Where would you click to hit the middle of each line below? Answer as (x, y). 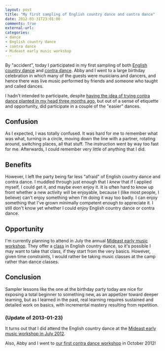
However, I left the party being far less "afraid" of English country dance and (83, 177)
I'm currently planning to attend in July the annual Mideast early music (77, 240)
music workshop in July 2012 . (35, 334)
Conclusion (23, 277)
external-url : (20, 28)
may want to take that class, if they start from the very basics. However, (78, 251)
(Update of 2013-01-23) (34, 317)
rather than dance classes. (32, 262)
